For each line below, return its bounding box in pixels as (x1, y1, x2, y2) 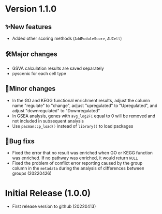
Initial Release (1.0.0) (5, 187, 91, 199)
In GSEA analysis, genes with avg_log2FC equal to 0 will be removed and (12, 113, 156, 119)
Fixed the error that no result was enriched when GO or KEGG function (12, 150, 153, 156)
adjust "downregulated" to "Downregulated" (12, 107, 100, 113)
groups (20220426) (12, 170, 52, 176)
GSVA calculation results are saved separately (12, 65, 104, 71)
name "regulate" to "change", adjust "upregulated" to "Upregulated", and (12, 103, 158, 108)
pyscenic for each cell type (12, 70, 67, 76)
